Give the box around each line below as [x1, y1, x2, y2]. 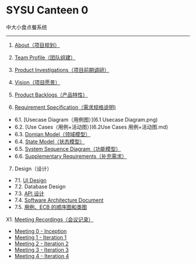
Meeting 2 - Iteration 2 [14, 240, 69, 247]
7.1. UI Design [14, 177, 47, 184]
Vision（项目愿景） [14, 78, 61, 85]
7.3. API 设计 [14, 190, 45, 197]
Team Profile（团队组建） [14, 54, 76, 61]
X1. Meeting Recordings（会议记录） [6, 216, 94, 223]
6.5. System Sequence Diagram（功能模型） [14, 145, 121, 152]
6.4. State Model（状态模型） [14, 138, 85, 145]
